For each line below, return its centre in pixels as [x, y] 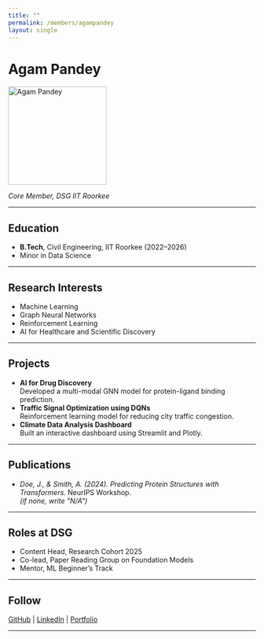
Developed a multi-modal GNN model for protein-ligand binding [122, 391]
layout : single [33, 30]
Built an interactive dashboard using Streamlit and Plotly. [111, 433]
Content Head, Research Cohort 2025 [81, 552]
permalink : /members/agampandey [61, 23]
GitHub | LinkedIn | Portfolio [53, 619]
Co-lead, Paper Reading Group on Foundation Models [106, 560]
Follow [25, 600]
